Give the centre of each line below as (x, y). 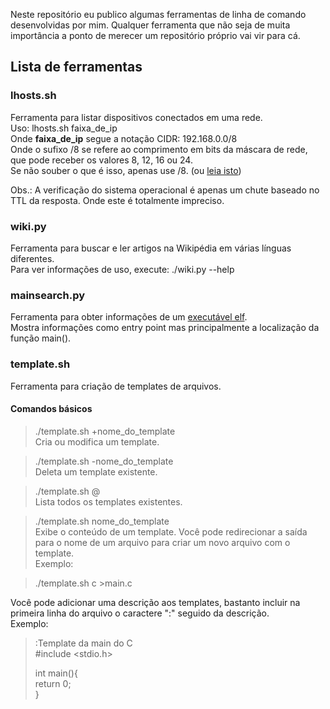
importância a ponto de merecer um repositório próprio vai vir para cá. (155, 35)
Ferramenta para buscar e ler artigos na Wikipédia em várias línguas (151, 248)
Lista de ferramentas (76, 67)
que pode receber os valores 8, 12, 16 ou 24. (101, 160)
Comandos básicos (51, 409)
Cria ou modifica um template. (97, 441)
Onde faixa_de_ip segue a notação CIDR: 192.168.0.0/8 (124, 138)
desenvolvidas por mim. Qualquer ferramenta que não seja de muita (150, 25)
